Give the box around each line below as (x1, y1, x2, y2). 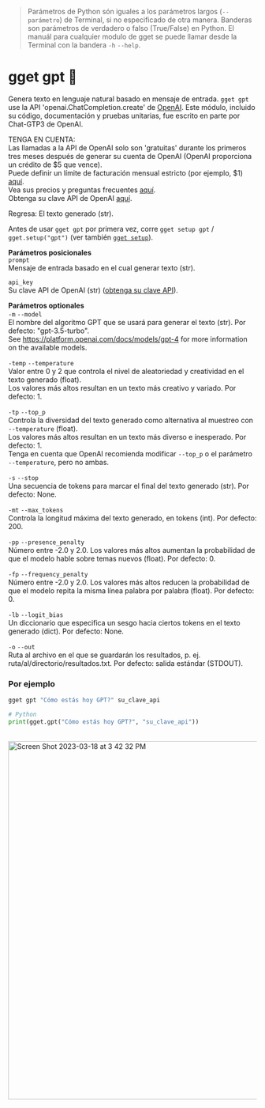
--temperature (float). (8, 423, 78, 433)
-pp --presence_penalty (8, 538, 85, 546)
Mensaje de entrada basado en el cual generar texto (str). (8, 263, 196, 272)
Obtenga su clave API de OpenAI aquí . (8, 193, 132, 202)
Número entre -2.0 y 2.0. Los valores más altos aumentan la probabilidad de (8, 545, 256, 554)
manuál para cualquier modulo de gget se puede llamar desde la (27, 32, 237, 41)
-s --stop (8, 474, 39, 482)
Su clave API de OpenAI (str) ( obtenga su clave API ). (8, 285, 179, 295)
